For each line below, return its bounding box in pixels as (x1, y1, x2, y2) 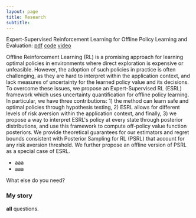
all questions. (6, 205, 40, 212)
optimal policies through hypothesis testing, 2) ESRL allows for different (6, 104, 180, 111)
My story (6, 191, 32, 200)
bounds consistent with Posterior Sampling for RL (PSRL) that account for (6, 135, 185, 142)
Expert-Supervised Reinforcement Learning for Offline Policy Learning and (6, 36, 188, 43)
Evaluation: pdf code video (6, 42, 71, 49)
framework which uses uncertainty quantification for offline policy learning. (6, 91, 190, 98)
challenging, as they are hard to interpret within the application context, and (6, 72, 191, 80)
